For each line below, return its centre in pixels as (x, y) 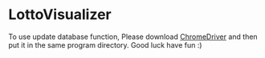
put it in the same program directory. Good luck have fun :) (105, 44)
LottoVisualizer (60, 15)
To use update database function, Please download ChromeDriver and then (133, 37)
